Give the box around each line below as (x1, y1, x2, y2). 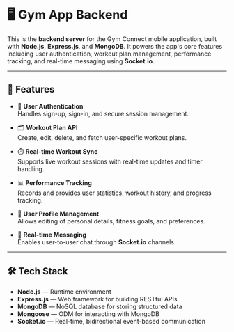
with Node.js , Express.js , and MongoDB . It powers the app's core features (7, 42, 223, 50)
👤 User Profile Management (17, 210, 100, 218)
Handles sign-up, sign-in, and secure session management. (17, 109, 189, 118)
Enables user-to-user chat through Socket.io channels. (17, 237, 176, 246)
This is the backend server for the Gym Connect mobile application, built (7, 34, 217, 43)
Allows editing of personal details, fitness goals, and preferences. (17, 216, 205, 225)
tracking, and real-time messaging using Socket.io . (7, 56, 155, 65)
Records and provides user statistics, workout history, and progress (17, 189, 212, 197)
